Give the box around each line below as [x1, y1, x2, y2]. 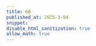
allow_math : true [6, 31, 50, 37]
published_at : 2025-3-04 [6, 14, 69, 20]
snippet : [6, 20, 28, 26]
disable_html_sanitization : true [6, 25, 91, 32]
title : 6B [6, 8, 31, 15]
